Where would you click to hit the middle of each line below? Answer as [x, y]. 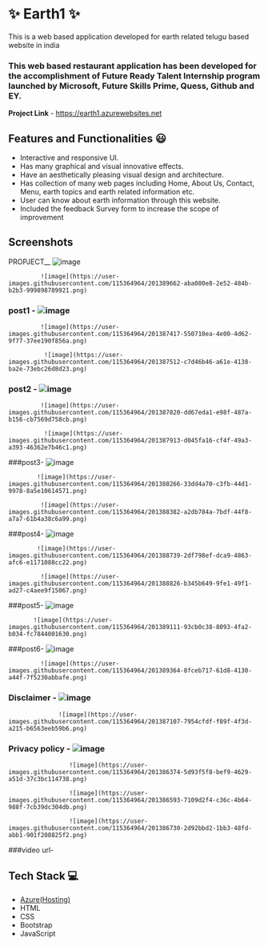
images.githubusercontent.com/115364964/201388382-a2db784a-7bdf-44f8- [130, 512]
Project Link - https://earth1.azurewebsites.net [85, 114]
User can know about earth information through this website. [120, 200]
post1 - [22, 311]
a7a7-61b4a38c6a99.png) [48, 519]
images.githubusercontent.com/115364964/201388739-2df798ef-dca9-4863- [130, 556]
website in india [34, 45]
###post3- [26, 463]
